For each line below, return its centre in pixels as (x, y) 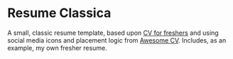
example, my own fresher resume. (58, 48)
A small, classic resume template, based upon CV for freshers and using (113, 33)
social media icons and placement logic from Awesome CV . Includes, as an (117, 40)
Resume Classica (59, 13)
